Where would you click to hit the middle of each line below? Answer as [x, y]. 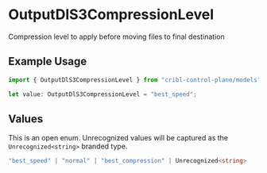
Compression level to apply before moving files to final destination [116, 37]
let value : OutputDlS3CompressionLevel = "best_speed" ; [103, 94]
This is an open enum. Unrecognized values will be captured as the [118, 138]
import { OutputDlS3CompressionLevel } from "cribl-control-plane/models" [135, 80]
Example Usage [48, 62]
